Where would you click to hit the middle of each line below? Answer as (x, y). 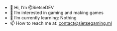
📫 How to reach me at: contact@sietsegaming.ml (61, 23)
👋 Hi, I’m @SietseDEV (32, 8)
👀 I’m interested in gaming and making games (57, 13)
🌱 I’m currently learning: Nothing (43, 18)
